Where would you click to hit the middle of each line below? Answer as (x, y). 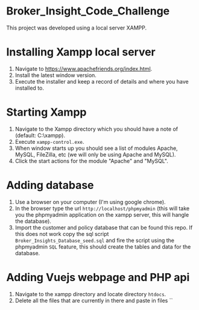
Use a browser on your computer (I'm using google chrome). (90, 202)
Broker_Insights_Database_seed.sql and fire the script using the (95, 240)
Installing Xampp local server (81, 52)
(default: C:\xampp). (40, 135)
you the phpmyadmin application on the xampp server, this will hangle (102, 214)
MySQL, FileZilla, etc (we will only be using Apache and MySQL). (95, 154)
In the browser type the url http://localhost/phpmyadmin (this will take (102, 208)
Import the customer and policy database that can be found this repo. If (104, 228)
